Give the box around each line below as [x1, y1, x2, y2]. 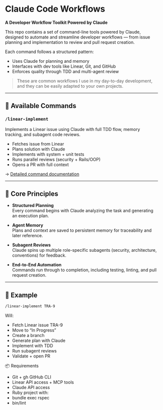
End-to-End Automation [12, 262, 62, 268]
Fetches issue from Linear [12, 141, 65, 147]
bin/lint [12, 400, 26, 406]
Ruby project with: [12, 390, 49, 395]
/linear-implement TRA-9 [5, 304, 55, 309]
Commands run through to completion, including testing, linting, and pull [12, 267, 157, 273]
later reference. [12, 233, 43, 239]
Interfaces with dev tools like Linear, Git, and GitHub [12, 63, 116, 69]
